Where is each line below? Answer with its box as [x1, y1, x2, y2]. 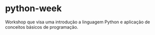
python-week [5, 3, 62, 14]
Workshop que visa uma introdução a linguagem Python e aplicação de [5, 19, 151, 25]
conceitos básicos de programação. [5, 24, 78, 30]
